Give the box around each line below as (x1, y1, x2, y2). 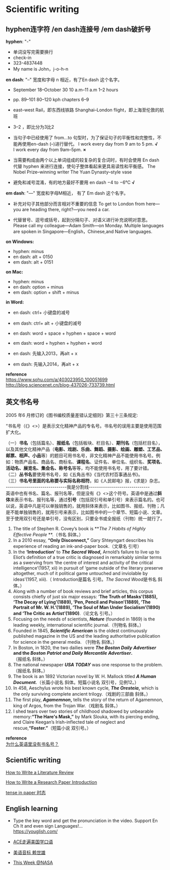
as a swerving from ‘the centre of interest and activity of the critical (13, 560, 153, 566)
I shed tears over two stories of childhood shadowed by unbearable (13, 708, 154, 714)
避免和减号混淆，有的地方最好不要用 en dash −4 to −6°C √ (13, 179, 135, 185)
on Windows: (6, 238, 34, 244)
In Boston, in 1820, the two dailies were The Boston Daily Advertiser (13, 644, 156, 651)
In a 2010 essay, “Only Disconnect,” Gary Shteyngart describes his (13, 537, 154, 543)
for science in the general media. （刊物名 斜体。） (13, 639, 118, 645)
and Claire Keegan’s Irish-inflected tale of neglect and (13, 719, 125, 725)
